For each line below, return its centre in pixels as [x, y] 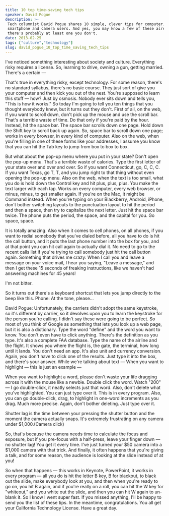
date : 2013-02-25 [23, 38]
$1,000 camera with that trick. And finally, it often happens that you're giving [84, 450]
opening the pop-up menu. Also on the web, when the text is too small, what [84, 178]
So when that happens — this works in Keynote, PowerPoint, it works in [79, 470]
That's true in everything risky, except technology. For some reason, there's [84, 82]
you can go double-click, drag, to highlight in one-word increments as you [82, 398]
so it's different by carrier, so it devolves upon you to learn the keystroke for [84, 313]
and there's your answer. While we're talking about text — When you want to [85, 362]
